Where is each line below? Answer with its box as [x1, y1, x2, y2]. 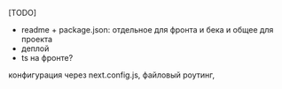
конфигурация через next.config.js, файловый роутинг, [8, 70, 215, 80]
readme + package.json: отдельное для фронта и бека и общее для [20, 25, 274, 34]
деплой [20, 43, 50, 54]
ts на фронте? [20, 53, 74, 63]
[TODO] [8, 8, 37, 18]
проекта [20, 34, 53, 44]
